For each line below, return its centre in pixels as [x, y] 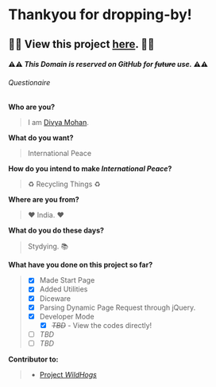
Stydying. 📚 [48, 246]
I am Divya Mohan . [58, 123]
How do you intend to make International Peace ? [90, 169]
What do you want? [41, 138]
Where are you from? [44, 200]
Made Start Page [67, 280]
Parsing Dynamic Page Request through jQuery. [118, 307]
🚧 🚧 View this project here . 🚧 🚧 [81, 44]
